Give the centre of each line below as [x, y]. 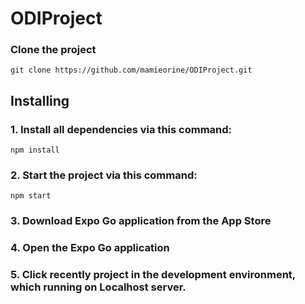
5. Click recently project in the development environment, [153, 275]
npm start [31, 196]
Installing [40, 100]
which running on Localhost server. [98, 287]
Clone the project [53, 50]
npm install [35, 150]
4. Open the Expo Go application [90, 248]
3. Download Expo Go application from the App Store [141, 221]
